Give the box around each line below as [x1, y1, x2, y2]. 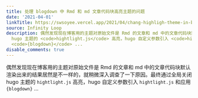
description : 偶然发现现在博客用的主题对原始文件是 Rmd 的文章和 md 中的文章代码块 [6, 31, 192, 36]
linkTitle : [6, 19, 33, 25]
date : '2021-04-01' [6, 14, 54, 20]
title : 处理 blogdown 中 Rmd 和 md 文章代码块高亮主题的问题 [6, 8, 146, 15]
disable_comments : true [6, 47, 65, 53]
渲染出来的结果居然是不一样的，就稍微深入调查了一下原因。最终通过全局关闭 [6, 71, 192, 78]
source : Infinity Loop [6, 25, 62, 31]
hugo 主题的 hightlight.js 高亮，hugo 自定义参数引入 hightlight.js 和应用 [6, 78, 191, 85]
